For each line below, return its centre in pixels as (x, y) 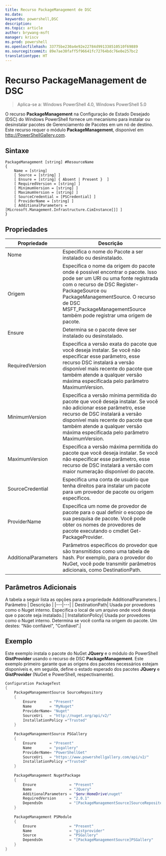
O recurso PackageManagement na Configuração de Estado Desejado (77, 114)
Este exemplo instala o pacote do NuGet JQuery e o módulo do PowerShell (82, 653)
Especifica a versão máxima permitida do (110, 446)
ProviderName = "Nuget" (46, 711)
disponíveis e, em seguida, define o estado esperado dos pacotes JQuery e (83, 669)
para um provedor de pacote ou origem (108, 492)
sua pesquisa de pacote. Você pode (104, 518)
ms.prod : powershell (26, 42)
